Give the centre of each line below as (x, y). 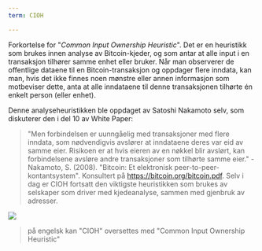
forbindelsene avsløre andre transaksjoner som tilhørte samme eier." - (140, 159)
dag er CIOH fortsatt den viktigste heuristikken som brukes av (127, 184)
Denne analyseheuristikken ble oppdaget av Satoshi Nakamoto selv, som (126, 110)
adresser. (42, 201)
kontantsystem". (54, 175)
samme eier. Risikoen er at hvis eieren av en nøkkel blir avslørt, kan (136, 150)
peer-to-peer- (197, 167)
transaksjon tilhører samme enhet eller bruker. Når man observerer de (121, 61)
